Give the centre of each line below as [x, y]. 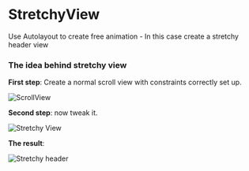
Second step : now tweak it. [53, 113]
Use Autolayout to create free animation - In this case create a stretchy [124, 36]
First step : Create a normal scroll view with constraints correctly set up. [125, 82]
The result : [26, 143]
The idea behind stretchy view [68, 65]
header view [28, 44]
